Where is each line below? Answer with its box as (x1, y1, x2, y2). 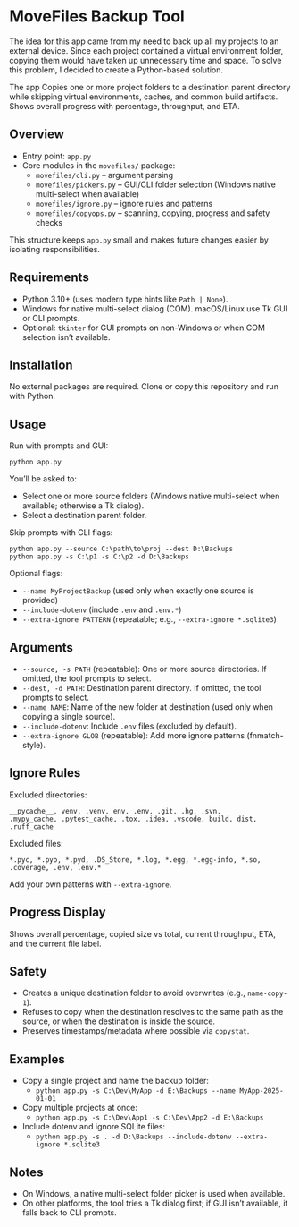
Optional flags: (9, 568, 63, 579)
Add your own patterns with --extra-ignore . (9, 879, 172, 890)
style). (21, 740, 46, 750)
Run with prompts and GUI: (9, 440, 109, 451)
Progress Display (9, 905, 106, 920)
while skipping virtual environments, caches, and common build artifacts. (9, 91, 278, 102)
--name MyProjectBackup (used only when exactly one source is (21, 585, 254, 596)
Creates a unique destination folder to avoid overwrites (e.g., (21, 987, 245, 999)
